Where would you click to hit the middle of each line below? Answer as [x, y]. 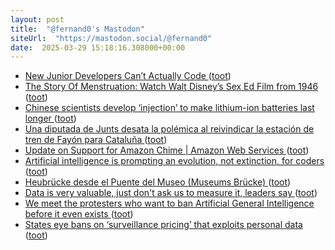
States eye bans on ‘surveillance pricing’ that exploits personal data [163, 225]
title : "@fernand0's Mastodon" [77, 29]
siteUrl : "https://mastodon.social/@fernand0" [111, 38]
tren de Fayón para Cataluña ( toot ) [96, 140]
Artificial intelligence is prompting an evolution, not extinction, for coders [174, 161]
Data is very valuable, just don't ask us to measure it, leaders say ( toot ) [171, 193]
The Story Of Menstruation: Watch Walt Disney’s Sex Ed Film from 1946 [171, 87]
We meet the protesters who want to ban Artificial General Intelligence [169, 203]
